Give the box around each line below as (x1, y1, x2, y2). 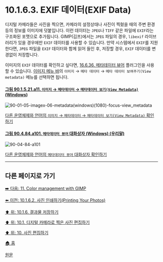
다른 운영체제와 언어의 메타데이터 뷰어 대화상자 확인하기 (5, 151, 107, 158)
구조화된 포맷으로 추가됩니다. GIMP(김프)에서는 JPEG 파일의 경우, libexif (5, 33, 144, 39)
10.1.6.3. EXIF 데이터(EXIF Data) (5, 4, 131, 16)
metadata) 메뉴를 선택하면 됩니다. (5, 74, 69, 80)
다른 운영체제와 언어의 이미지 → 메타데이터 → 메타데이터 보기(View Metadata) (5, 113, 146, 118)
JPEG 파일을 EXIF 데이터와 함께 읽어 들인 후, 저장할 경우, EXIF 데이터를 (19, 46, 151, 51)
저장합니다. (17, 51, 39, 57)
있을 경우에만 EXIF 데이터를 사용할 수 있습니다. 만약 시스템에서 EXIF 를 (17, 39, 149, 45)
